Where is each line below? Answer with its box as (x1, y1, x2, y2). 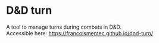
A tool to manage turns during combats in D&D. (6, 23, 122, 30)
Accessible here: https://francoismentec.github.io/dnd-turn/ (6, 29, 154, 36)
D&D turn (6, 4, 52, 17)
